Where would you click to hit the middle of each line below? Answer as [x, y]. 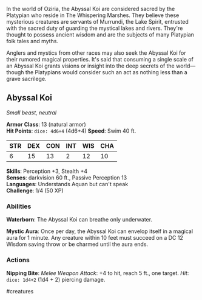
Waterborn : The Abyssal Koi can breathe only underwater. [79, 220]
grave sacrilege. [26, 79]
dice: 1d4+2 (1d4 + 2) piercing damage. [56, 280]
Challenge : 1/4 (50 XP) [35, 190]
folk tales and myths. [32, 41]
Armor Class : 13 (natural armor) [46, 124]
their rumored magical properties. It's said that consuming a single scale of [100, 59]
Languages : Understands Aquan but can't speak [67, 184]
